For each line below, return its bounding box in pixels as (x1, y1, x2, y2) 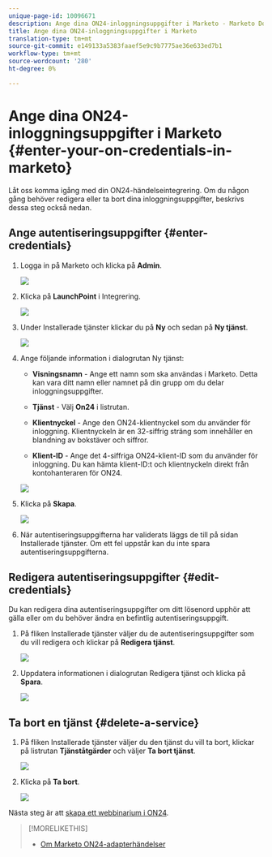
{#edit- (182, 570, 220, 584)
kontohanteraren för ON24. (32, 467, 123, 477)
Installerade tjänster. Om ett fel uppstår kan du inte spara (19, 538, 210, 548)
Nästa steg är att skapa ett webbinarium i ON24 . (8, 808, 169, 818)
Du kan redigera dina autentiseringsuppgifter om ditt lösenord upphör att (8, 605, 251, 614)
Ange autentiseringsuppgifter (8, 226, 162, 240)
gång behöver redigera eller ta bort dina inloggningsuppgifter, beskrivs (8, 194, 244, 204)
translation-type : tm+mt (8, 34, 92, 43)
